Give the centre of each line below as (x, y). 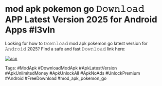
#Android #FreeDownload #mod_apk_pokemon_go (56, 78)
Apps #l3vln (30, 30)
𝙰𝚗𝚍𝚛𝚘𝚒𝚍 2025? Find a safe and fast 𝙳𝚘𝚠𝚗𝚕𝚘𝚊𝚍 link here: (65, 49)
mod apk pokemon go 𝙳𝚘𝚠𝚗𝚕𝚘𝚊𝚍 (75, 9)
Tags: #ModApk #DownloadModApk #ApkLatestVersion (61, 68)
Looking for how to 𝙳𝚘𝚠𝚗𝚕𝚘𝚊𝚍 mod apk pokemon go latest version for (76, 43)
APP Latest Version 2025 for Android (81, 20)
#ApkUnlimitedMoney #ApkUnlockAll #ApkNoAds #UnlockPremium (72, 73)
